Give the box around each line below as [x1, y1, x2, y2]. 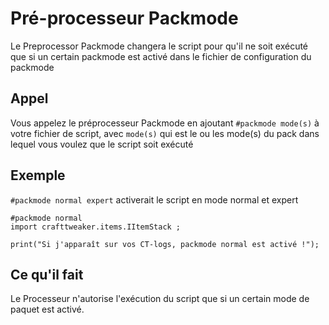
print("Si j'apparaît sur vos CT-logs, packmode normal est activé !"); [10, 239, 320, 249]
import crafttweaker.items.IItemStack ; [10, 222, 182, 232]
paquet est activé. [10, 303, 85, 316]
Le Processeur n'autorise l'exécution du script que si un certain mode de [10, 293, 310, 305]
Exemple [10, 167, 66, 184]
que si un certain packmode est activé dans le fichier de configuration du [10, 50, 312, 62]
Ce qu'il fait [10, 266, 84, 283]
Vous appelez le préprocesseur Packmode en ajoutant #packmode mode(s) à [10, 117, 320, 129]
